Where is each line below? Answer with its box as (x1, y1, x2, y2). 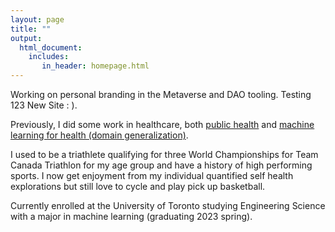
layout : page (10, 14, 65, 25)
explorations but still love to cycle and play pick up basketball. (10, 181, 266, 192)
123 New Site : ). (10, 99, 78, 111)
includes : (28, 52, 70, 62)
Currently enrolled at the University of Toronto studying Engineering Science (10, 200, 326, 211)
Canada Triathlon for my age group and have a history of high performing (10, 159, 313, 171)
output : (10, 33, 43, 43)
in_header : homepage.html (41, 61, 150, 71)
